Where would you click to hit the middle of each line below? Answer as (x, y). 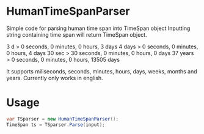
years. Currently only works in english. (55, 78)
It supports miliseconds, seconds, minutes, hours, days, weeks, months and (102, 71)
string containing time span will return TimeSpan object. (77, 34)
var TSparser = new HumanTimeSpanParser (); (63, 119)
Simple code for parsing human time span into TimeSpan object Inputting (98, 28)
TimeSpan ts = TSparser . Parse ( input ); (56, 125)
